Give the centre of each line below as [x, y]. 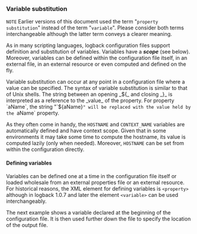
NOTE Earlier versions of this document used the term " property [82, 22]
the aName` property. [33, 113]
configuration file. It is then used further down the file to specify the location [98, 219]
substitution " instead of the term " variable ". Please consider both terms [95, 28]
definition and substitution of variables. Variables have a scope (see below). [98, 52]
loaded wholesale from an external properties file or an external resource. [95, 182]
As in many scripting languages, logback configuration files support [88, 45]
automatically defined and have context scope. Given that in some [86, 131]
